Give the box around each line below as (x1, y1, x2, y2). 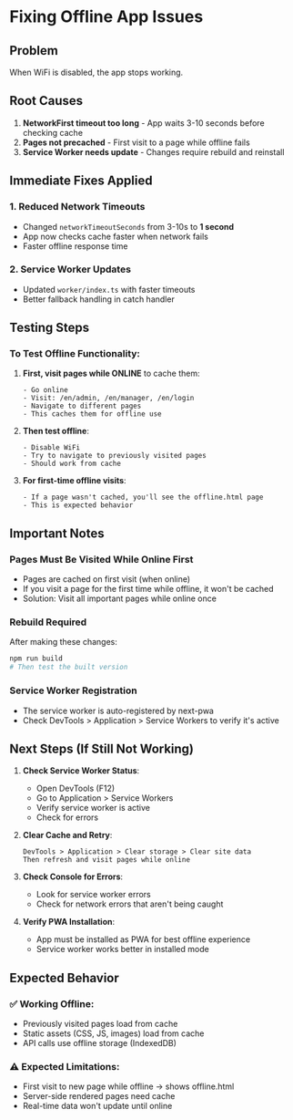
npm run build (9, 654, 64, 663)
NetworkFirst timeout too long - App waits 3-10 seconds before (22, 117, 266, 129)
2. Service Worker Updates (9, 263, 132, 275)
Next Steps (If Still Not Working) (9, 741, 194, 756)
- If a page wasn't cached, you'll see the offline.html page (22, 493, 264, 503)
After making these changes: (9, 637, 118, 648)
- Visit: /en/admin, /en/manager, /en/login (22, 394, 195, 403)
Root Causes (9, 93, 84, 109)
